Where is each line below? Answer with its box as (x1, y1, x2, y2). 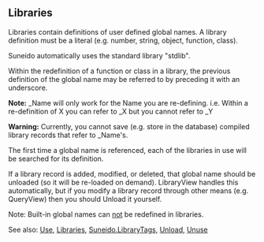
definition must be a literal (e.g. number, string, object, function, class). (8, 35, 239, 45)
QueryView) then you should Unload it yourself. (8, 194, 162, 203)
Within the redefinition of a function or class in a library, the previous (8, 66, 231, 76)
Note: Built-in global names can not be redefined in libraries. (8, 209, 204, 219)
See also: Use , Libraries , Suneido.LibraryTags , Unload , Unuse (8, 225, 208, 234)
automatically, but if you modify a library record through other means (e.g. (8, 185, 249, 195)
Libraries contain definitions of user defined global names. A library (8, 27, 227, 36)
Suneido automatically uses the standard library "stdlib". (8, 50, 191, 60)
